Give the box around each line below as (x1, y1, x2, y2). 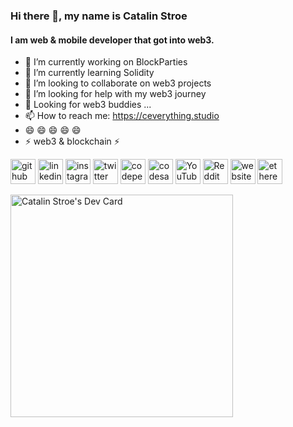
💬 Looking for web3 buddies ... (24, 99, 152, 111)
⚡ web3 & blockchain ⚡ (24, 135, 120, 148)
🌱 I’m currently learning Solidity (24, 67, 155, 79)
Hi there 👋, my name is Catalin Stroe (10, 9, 188, 23)
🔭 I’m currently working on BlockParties (24, 56, 188, 68)
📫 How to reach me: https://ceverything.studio (24, 110, 220, 122)
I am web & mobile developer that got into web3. (10, 34, 215, 46)
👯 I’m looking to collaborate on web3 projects (24, 77, 212, 89)
